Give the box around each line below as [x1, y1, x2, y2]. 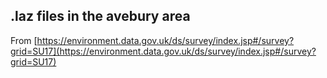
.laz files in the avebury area [10, 8, 191, 25]
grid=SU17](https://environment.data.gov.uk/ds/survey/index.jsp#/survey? [10, 45, 317, 57]
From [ [10, 34, 38, 46]
